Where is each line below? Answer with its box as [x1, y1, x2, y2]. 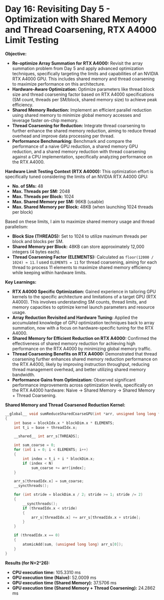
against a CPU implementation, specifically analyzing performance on [12, 154, 153, 159]
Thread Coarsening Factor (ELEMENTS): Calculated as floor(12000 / [12, 254, 154, 260]
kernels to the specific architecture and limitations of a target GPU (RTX [12, 293, 157, 299]
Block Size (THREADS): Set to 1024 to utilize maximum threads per [12, 233, 147, 239]
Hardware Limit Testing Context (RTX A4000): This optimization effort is [5, 168, 154, 174]
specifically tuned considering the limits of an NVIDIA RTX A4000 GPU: [5, 174, 148, 179]
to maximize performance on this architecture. [12, 81, 105, 87]
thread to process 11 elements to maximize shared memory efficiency [12, 264, 152, 270]
